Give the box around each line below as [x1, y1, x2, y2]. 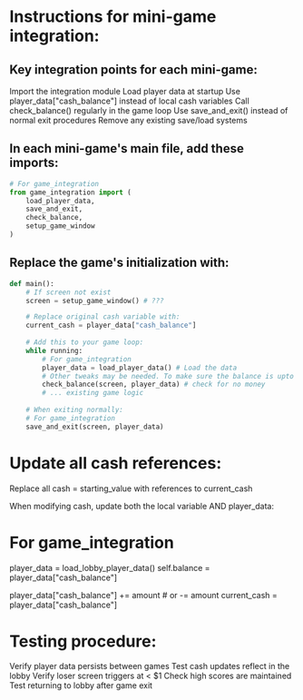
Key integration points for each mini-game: [9, 62, 259, 77]
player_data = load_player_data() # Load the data [42, 363, 238, 372]
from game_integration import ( [9, 188, 132, 197]
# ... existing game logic [42, 389, 144, 398]
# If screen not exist [25, 288, 112, 297]
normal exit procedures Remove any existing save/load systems [9, 115, 248, 125]
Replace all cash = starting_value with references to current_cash [9, 483, 253, 494]
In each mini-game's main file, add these [9, 141, 245, 156]
